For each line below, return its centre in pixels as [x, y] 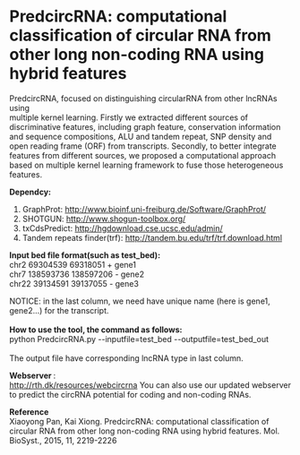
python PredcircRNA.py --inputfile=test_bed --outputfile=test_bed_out [139, 339]
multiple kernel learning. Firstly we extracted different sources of [129, 117]
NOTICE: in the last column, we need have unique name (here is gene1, [140, 301]
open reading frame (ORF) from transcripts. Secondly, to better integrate [143, 146]
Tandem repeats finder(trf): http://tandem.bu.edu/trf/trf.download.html [152, 237]
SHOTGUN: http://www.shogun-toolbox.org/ [104, 219]
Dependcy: [30, 192]
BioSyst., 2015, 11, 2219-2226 [63, 440]
